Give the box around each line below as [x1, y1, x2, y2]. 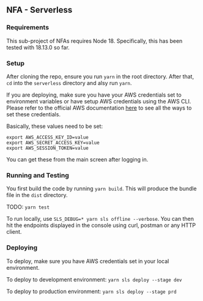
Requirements [6, 23, 50, 32]
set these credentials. [6, 110, 61, 118]
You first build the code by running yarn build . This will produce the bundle [6, 185, 197, 192]
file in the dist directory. [6, 191, 68, 199]
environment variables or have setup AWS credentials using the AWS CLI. [6, 97, 191, 105]
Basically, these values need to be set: [6, 122, 103, 130]
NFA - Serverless [6, 5, 73, 15]
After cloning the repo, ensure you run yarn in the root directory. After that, [6, 73, 194, 80]
